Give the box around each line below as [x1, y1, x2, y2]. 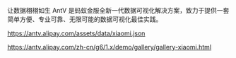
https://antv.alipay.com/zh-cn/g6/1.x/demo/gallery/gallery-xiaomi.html [7, 43, 212, 51]
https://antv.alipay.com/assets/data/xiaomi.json [7, 29, 146, 37]
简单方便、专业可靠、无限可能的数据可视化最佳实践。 [7, 15, 163, 23]
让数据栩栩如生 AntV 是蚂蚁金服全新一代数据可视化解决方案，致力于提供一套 [7, 6, 230, 14]
